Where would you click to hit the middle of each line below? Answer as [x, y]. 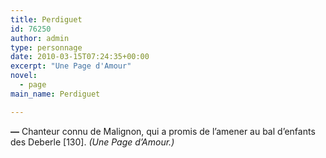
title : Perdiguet [46, 19]
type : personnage [46, 47]
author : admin [40, 38]
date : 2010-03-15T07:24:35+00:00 [80, 57]
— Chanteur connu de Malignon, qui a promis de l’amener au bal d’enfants [163, 131]
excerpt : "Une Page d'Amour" [71, 66]
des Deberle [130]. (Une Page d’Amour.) [92, 142]
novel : [24, 76]
